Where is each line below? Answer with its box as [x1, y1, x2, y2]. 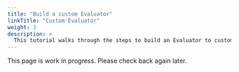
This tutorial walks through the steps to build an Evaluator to [14, 37, 212, 44]
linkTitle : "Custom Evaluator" [7, 17, 100, 24]
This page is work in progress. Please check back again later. [7, 56, 187, 65]
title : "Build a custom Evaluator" [7, 10, 113, 18]
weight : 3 [7, 24, 37, 31]
